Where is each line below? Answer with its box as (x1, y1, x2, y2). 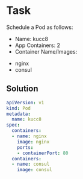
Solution (6, 84, 38, 94)
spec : (6, 122, 20, 128)
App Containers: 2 (14, 42, 60, 49)
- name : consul (11, 161, 50, 168)
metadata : (6, 111, 31, 117)
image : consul (17, 167, 52, 173)
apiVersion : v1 (6, 99, 45, 105)
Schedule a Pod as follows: (6, 24, 73, 31)
